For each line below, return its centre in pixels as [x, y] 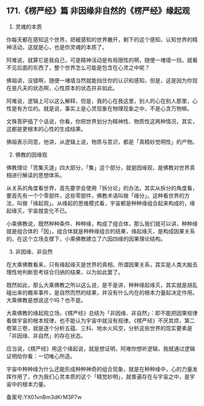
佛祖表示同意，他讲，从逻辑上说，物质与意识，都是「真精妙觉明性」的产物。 [102, 142]
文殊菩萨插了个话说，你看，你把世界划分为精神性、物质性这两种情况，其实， [102, 121]
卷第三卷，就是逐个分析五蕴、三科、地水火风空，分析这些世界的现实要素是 [99, 328]
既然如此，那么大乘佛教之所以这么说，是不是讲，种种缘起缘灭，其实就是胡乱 [102, 285]
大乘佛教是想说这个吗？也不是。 [46, 300]
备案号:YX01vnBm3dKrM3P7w [44, 397]
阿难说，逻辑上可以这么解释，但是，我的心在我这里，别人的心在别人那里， [99, 101]
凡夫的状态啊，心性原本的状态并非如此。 [67, 88]
